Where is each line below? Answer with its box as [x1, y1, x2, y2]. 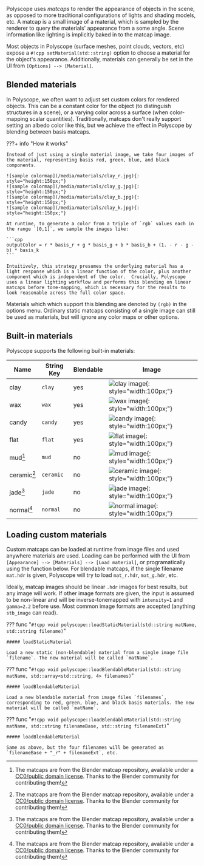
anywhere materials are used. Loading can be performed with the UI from [6, 552, 190, 559]
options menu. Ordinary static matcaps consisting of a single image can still [6, 307, 195, 314]
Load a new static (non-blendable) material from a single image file [6, 650, 189, 656]
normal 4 [9, 504, 33, 514]
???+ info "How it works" [6, 140, 69, 147]
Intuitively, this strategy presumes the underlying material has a [6, 263, 183, 269]
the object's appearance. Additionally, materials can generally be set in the [6, 56, 193, 63]
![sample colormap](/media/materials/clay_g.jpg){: [6, 183, 140, 189]
